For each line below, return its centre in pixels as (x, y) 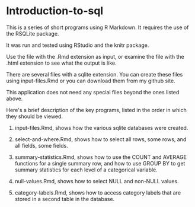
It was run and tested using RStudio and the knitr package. (78, 45)
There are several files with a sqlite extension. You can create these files (95, 74)
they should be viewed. (35, 116)
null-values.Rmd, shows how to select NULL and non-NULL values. (97, 181)
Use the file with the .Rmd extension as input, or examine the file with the (95, 56)
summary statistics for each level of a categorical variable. (86, 170)
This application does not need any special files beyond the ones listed (93, 92)
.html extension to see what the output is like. (61, 63)
